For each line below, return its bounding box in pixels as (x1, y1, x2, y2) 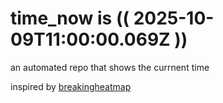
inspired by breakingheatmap (10, 80, 132, 92)
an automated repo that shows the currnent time (10, 61, 210, 73)
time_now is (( (10, 7, 130, 30)
